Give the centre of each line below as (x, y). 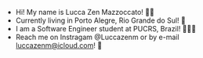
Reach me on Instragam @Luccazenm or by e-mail (97, 37)
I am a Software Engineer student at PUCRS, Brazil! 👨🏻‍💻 (106, 29)
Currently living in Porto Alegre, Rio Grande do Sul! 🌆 (100, 20)
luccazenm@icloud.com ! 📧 (59, 45)
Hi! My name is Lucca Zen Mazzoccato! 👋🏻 (85, 12)
